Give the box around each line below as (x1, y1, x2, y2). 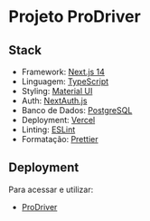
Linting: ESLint (21, 124, 76, 135)
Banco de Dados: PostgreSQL (21, 105, 133, 115)
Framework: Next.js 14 (21, 66, 106, 77)
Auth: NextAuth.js (21, 95, 88, 106)
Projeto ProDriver (8, 6, 141, 27)
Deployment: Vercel (21, 115, 96, 125)
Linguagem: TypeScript (21, 76, 109, 87)
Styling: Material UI (21, 86, 93, 96)
